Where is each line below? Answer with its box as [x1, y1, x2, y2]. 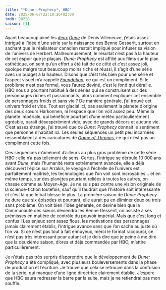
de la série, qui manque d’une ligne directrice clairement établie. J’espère [5, 270, 155, 276]
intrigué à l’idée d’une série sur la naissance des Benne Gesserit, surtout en [5, 40, 160, 46]
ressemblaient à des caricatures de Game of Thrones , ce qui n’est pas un [5, 135, 155, 141]
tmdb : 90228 [5, 16, 30, 21]
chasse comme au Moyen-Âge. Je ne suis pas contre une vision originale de [5, 181, 162, 187]
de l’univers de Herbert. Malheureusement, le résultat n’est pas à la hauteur [5, 51, 159, 57]
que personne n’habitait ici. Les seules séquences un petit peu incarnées [5, 129, 155, 135]
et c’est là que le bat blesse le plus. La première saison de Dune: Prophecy [5, 192, 157, 198]
